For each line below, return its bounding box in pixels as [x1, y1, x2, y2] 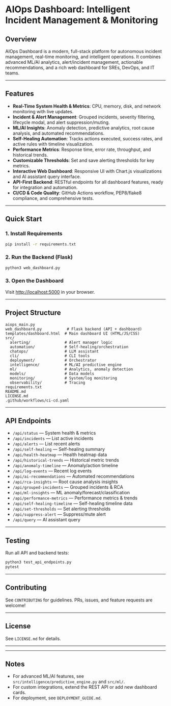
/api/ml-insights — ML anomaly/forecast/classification [12, 490, 130, 496]
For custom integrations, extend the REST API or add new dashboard [12, 684, 157, 690]
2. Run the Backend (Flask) [5, 254, 73, 261]
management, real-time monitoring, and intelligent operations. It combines [5, 54, 161, 60]
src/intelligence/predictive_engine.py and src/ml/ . [12, 678, 125, 685]
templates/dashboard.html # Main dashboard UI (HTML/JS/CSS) [5, 331, 140, 336]
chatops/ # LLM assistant [10, 348, 99, 354]
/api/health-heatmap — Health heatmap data [12, 451, 107, 458]
